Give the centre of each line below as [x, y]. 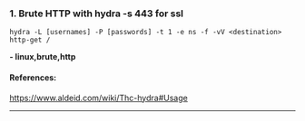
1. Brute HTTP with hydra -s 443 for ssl [97, 14]
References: [33, 77]
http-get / [30, 40]
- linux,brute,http [43, 57]
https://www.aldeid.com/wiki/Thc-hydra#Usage [98, 98]
